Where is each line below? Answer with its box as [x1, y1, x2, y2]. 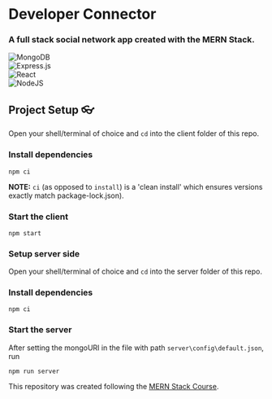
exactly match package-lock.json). [8, 191, 124, 200]
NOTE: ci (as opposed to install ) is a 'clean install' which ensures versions [8, 182, 263, 191]
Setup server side [8, 248, 80, 259]
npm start [8, 229, 42, 237]
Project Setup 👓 [8, 103, 95, 116]
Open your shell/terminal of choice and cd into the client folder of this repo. [8, 129, 260, 138]
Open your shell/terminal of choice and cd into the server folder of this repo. [8, 266, 262, 277]
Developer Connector [8, 5, 157, 24]
